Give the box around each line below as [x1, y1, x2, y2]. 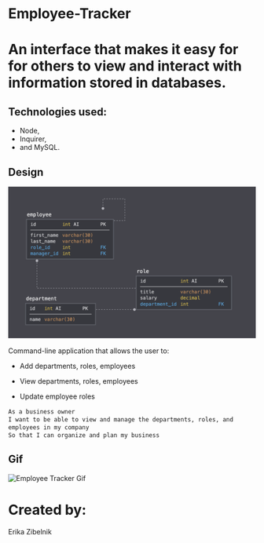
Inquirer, [19, 134, 47, 144]
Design [8, 166, 44, 179]
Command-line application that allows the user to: [8, 346, 170, 355]
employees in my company [8, 424, 90, 432]
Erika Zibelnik [8, 527, 53, 536]
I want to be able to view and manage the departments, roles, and [8, 416, 234, 424]
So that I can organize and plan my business [8, 432, 159, 439]
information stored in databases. [8, 74, 226, 92]
